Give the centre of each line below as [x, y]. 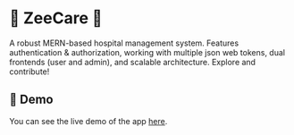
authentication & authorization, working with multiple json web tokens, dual [147, 52]
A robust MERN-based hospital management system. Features [124, 43]
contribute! [29, 72]
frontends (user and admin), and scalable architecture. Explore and [133, 62]
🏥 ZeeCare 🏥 [56, 18]
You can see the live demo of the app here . [88, 121]
